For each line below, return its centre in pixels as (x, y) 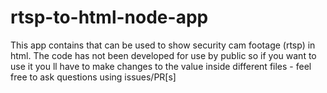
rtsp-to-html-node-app (109, 17)
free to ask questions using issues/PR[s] (93, 77)
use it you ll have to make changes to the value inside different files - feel (161, 66)
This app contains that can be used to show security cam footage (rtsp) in (163, 45)
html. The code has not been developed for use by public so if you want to (163, 55)
